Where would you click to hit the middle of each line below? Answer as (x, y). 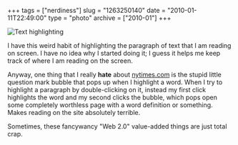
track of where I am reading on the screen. (70, 61)
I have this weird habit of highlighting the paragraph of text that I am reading (119, 45)
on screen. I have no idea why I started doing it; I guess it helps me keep (114, 53)
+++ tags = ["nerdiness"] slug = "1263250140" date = (86, 10)
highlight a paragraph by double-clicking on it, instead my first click (107, 90)
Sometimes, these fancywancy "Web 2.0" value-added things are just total (117, 126)
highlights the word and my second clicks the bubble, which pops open (113, 97)
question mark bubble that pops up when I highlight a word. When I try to (115, 82)
